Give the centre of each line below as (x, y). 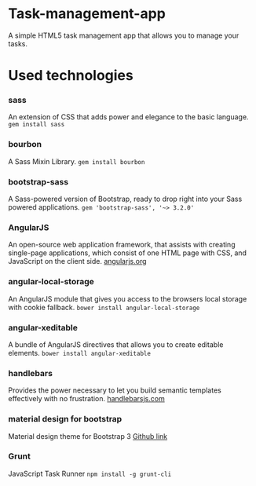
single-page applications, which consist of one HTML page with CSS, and (128, 253)
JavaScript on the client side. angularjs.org (77, 261)
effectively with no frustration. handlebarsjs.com (86, 399)
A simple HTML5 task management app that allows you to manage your (124, 35)
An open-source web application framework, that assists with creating (122, 245)
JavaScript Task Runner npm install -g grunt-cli (90, 473)
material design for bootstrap (65, 419)
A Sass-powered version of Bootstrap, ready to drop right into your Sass (125, 199)
